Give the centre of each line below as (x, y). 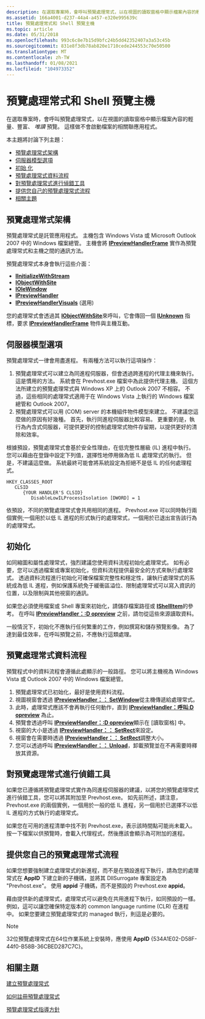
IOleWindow (31, 289)
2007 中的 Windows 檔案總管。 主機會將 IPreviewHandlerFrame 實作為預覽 (102, 243)
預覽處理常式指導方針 (33, 1010)
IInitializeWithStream (42, 276)
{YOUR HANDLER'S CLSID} (53, 493)
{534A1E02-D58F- (174, 939)
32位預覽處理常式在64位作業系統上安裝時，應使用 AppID (78, 939)
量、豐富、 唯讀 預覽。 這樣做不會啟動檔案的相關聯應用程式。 (83, 127)
